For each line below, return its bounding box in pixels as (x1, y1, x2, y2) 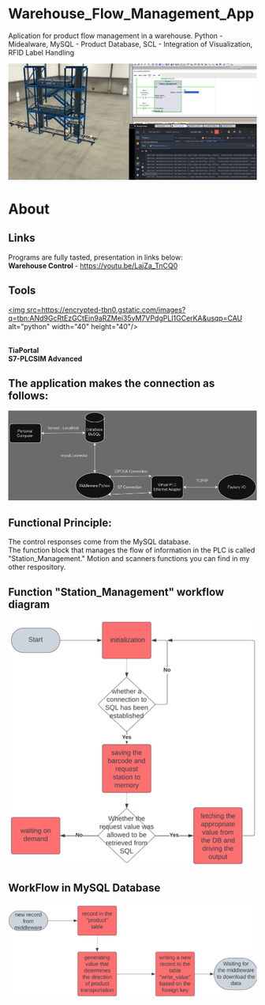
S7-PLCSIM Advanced (8, 354, 83, 363)
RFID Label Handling (8, 47, 75, 57)
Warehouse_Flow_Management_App (8, 5, 255, 23)
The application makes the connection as (8, 377, 215, 390)
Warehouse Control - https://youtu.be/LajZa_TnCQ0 (8, 260, 178, 270)
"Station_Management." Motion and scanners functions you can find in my (8, 554, 250, 563)
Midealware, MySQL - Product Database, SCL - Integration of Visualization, (8, 39, 252, 48)
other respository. (8, 563, 66, 572)
